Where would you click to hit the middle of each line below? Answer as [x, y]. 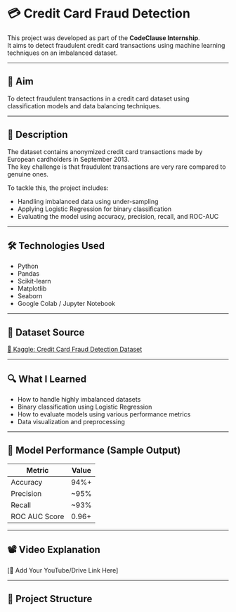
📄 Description [38, 135]
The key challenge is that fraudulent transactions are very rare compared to [117, 167]
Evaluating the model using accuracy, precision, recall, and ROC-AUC [118, 216]
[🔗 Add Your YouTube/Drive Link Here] [63, 570]
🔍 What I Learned [47, 379]
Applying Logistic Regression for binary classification [94, 209]
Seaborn [30, 296]
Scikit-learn [34, 281]
